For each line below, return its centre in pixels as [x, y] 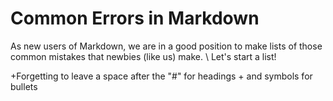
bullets [24, 86]
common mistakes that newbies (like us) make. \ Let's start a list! [143, 56]
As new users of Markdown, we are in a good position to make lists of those [166, 46]
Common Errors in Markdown [135, 18]
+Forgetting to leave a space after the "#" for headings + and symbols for [161, 76]
